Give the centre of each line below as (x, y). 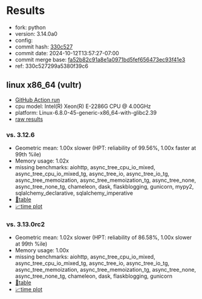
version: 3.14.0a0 (36, 33)
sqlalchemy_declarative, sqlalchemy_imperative (74, 193)
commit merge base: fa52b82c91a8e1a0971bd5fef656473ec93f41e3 (100, 59)
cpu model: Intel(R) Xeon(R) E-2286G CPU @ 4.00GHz (83, 106)
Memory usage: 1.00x (42, 250)
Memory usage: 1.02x (42, 161)
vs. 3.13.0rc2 (26, 224)
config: (24, 40)
